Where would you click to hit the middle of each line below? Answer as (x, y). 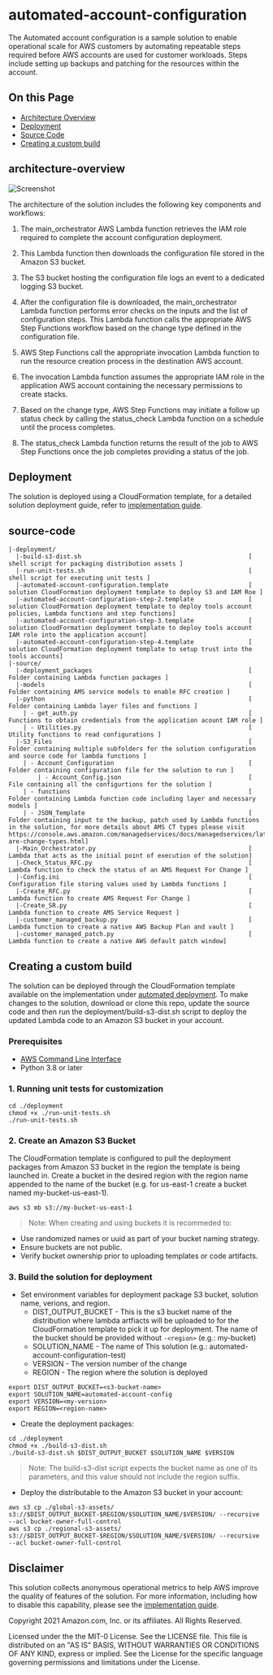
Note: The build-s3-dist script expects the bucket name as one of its (143, 1468)
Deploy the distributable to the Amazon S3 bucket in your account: (132, 1493)
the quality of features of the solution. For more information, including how (133, 1596)
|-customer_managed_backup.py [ (134, 920)
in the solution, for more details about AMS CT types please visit (127, 828)
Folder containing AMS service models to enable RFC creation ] (119, 692)
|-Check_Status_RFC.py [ (134, 863)
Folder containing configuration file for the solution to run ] (121, 771)
